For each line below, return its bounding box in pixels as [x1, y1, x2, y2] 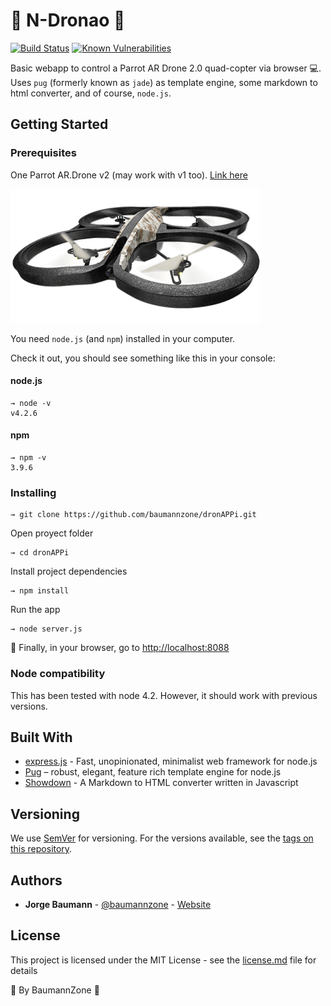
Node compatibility [10, 667, 106, 681]
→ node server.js [10, 624, 83, 634]
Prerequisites [10, 146, 77, 160]
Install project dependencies [10, 565, 128, 578]
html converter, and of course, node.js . [10, 87, 172, 99]
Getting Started [10, 116, 109, 133]
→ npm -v [10, 453, 47, 463]
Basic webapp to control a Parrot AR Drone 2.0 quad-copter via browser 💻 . [10, 62, 322, 74]
